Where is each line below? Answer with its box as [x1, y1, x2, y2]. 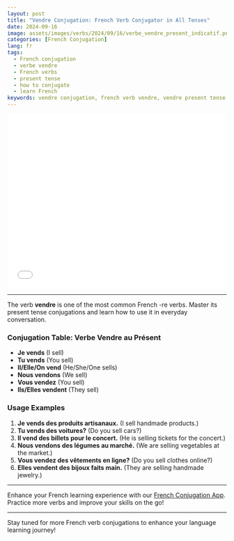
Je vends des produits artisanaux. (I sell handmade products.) [17, 419, 199, 427]
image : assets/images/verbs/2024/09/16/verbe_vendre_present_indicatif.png [7, 29, 232, 37]
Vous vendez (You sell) [17, 378, 85, 387]
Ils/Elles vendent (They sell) [17, 386, 100, 394]
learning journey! [7, 526, 56, 534]
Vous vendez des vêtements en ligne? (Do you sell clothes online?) [17, 456, 213, 464]
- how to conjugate [13, 82, 70, 89]
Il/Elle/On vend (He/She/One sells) [17, 363, 118, 372]
